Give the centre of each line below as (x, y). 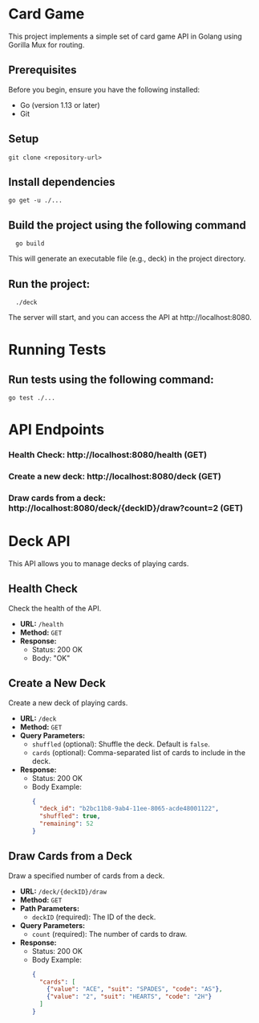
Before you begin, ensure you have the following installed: (104, 89)
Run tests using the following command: (111, 379)
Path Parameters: (50, 908)
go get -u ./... (35, 201)
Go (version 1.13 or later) (60, 105)
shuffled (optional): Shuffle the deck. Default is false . (121, 744)
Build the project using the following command (127, 225)
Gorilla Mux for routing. (47, 44)
